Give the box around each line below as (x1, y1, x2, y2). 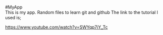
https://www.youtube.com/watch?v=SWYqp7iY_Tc (5, 24, 108, 30)
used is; (5, 15, 21, 20)
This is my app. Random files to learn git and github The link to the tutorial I (5, 9, 159, 15)
